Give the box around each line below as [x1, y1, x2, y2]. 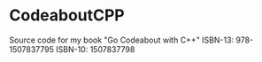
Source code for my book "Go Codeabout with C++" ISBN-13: [9, 35, 235, 45]
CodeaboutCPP [9, 5, 126, 26]
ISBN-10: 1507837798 [56, 43, 135, 54]
